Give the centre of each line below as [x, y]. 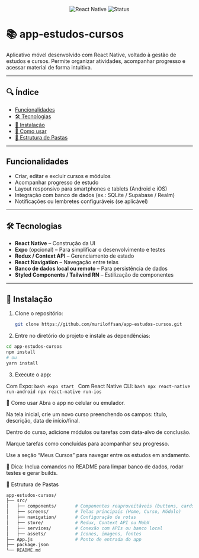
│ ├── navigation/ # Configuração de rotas [71, 517]
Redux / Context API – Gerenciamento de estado [74, 256]
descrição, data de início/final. [43, 420]
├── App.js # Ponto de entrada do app [74, 539]
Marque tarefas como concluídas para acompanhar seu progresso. [88, 443]
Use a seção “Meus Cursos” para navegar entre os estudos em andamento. [98, 455]
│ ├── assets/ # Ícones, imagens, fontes [74, 534]
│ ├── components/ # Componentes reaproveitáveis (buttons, [92, 506]
